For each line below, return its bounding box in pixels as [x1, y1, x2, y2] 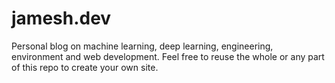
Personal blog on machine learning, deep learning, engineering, [11, 40, 274, 52]
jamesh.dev [11, 7, 112, 30]
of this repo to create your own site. [11, 61, 159, 73]
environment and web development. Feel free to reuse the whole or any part [11, 50, 325, 62]
